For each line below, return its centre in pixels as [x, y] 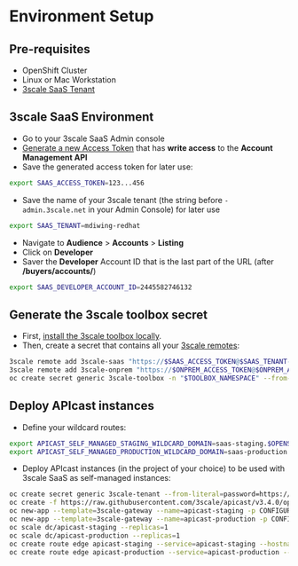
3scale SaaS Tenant [59, 89]
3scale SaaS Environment [82, 117]
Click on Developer [57, 252]
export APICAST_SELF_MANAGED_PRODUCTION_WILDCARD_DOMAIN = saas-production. [150, 452]
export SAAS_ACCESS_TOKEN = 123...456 [77, 183]
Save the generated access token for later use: [107, 167]
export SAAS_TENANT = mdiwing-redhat [75, 225]
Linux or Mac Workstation [69, 80]
